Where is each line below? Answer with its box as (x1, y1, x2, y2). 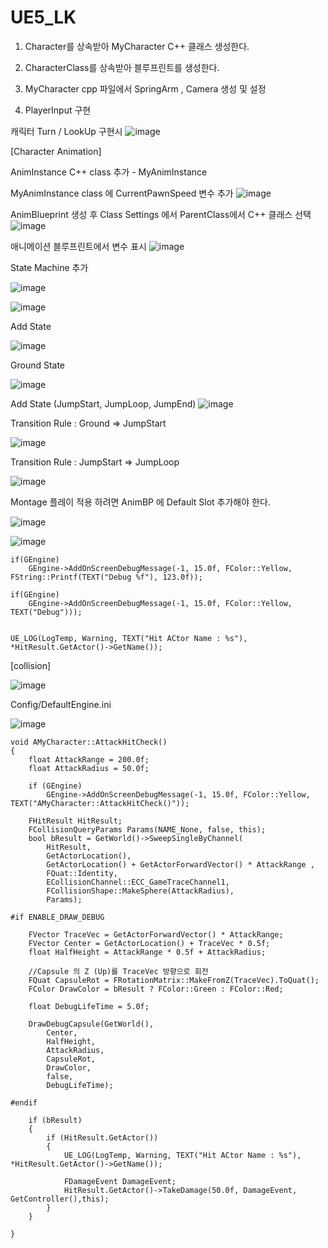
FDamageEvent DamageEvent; (63, 1176, 177, 1186)
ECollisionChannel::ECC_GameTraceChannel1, (46, 877, 230, 887)
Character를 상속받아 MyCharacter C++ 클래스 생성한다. (24, 40, 250, 52)
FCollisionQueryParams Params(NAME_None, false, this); (28, 824, 267, 835)
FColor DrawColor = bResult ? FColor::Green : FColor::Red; (28, 984, 284, 994)
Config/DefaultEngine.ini (10, 698, 112, 710)
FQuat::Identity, (46, 868, 118, 878)
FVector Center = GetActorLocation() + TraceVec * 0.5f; (28, 938, 271, 948)
